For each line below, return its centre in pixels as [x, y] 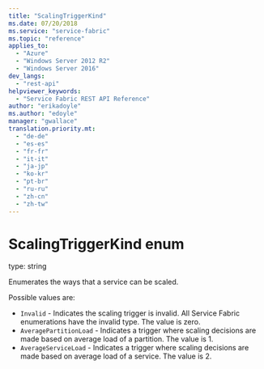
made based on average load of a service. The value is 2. [116, 356]
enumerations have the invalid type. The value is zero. [110, 322]
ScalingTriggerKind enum [96, 244]
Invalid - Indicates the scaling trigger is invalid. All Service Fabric [130, 313]
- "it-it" [32, 159]
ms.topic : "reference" [47, 38]
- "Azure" [32, 53]
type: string [28, 266]
